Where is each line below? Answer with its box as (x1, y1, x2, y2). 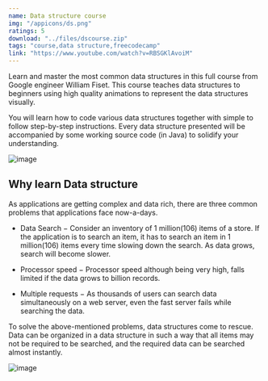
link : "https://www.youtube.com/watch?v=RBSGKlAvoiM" (8, 49, 194, 57)
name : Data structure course (8, 11, 107, 20)
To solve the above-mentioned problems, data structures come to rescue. (8, 321, 254, 331)
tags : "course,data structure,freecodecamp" (8, 42, 161, 50)
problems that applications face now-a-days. (8, 207, 158, 217)
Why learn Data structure (8, 178, 139, 191)
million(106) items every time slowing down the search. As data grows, (19, 240, 255, 250)
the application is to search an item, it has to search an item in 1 (19, 232, 232, 241)
